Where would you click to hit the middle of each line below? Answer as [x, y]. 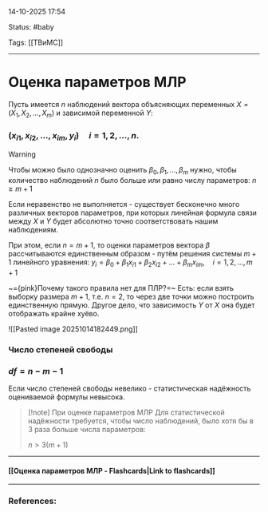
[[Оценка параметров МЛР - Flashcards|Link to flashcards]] [112, 470]
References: [33, 501]
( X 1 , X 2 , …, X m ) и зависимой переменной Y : [81, 113]
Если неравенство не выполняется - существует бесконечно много [124, 204]
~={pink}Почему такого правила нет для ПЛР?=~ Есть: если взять [121, 288]
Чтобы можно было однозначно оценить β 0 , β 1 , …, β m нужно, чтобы [122, 171]
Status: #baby [31, 27]
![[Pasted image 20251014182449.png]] [73, 329]
